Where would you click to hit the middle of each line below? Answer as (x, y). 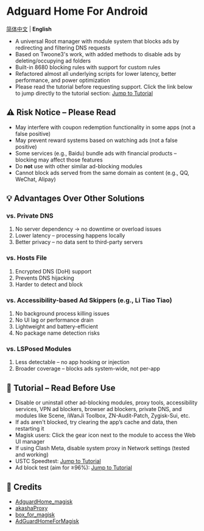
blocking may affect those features (59, 160)
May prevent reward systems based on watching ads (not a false (96, 140)
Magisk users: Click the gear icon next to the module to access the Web (105, 435)
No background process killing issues (62, 314)
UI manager (30, 442)
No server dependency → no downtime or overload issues (88, 229)
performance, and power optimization (62, 80)
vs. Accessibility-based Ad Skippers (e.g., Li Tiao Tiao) (89, 300)
